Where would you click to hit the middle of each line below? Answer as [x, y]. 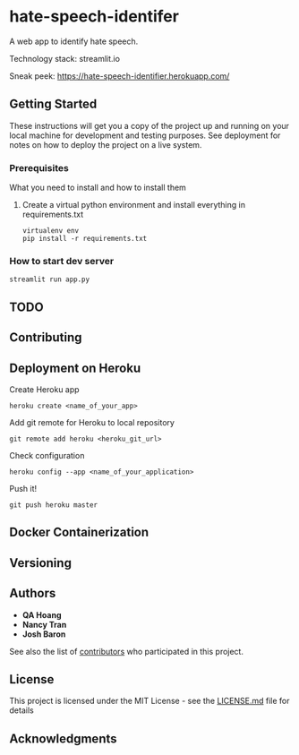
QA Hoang [42, 614]
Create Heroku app [44, 389]
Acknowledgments [64, 738]
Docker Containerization [79, 532]
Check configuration [47, 455]
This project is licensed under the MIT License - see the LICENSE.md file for [149, 701]
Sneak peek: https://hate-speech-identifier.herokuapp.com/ [120, 76]
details [21, 710]
